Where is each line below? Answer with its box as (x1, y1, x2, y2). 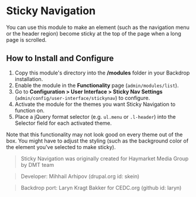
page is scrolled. (6, 36, 47, 43)
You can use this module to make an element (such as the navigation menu (6, 24, 190, 31)
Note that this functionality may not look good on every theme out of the (6, 131, 183, 138)
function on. (14, 106, 45, 114)
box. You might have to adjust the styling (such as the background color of (6, 137, 189, 144)
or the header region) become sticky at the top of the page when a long (6, 30, 182, 37)
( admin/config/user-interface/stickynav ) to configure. (14, 94, 150, 101)
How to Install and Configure (6, 53, 114, 63)
